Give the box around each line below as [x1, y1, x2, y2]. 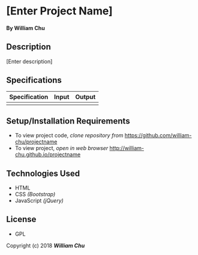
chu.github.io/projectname [14, 151, 81, 158]
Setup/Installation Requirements [6, 116, 130, 126]
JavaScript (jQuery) [14, 197, 64, 205]
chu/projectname [14, 138, 58, 145]
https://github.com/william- [124, 132, 192, 139]
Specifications [6, 75, 62, 85]
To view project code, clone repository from [14, 132, 124, 139]
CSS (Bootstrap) [14, 191, 56, 198]
